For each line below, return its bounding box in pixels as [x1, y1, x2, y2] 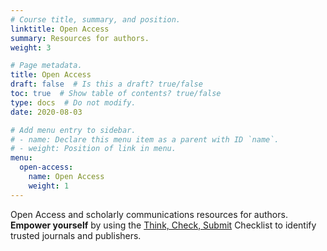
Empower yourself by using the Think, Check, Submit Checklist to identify [10, 219, 317, 231]
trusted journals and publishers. [10, 229, 142, 241]
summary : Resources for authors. [10, 33, 150, 43]
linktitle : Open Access [10, 24, 110, 34]
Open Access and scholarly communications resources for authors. [10, 208, 288, 220]
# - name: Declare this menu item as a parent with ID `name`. [10, 134, 280, 145]
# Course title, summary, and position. [10, 14, 182, 25]
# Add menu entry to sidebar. [10, 125, 137, 135]
